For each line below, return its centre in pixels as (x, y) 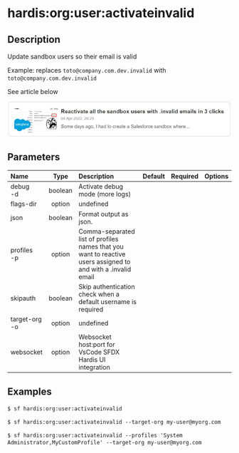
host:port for (97, 344)
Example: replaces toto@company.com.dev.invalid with (87, 70)
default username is (108, 302)
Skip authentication (107, 287)
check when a (99, 294)
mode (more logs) (105, 194)
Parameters (34, 157)
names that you (101, 246)
